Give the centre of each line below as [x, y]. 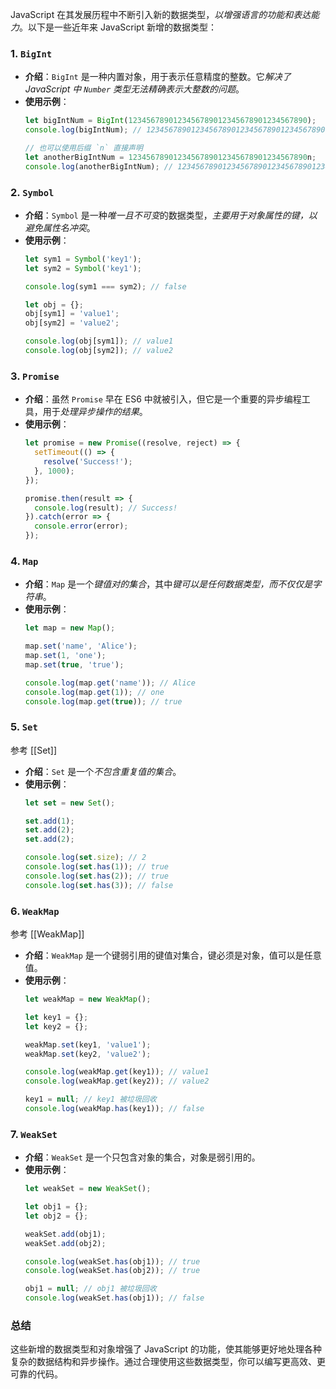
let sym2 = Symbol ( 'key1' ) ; [83, 268]
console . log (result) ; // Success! [106, 508]
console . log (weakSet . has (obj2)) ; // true [112, 1271]
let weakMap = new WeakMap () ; [88, 999]
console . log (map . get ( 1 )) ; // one [94, 692]
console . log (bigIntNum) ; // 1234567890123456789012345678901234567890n [177, 130]
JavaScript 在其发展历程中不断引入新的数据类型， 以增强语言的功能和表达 [161, 14]
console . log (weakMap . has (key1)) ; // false [114, 1109]
